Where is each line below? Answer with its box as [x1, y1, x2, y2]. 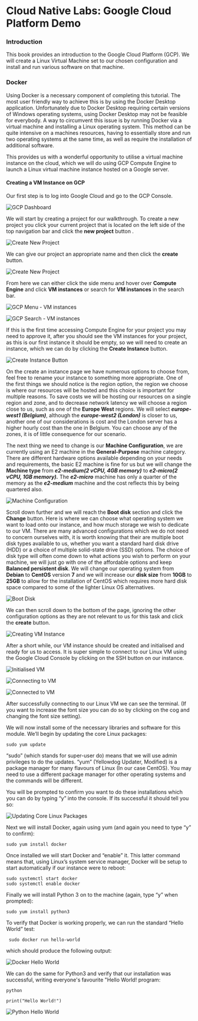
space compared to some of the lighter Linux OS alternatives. [6, 583, 155, 590]
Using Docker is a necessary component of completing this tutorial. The [6, 91, 181, 98]
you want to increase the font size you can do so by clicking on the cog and [6, 706, 190, 713]
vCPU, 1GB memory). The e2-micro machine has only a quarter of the [6, 473, 177, 480]
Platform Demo [6, 16, 81, 30]
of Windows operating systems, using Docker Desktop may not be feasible [6, 110, 187, 117]
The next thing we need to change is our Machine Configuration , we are [6, 442, 183, 449]
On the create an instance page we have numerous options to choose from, [6, 368, 190, 375]
